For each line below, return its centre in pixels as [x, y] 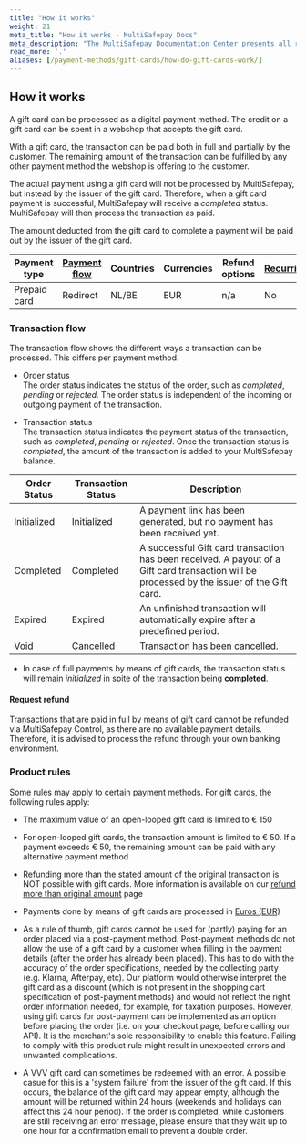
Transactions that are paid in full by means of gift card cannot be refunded [149, 719]
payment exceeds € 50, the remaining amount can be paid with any [149, 847]
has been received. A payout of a [210, 559]
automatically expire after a [198, 619]
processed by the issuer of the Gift [214, 582]
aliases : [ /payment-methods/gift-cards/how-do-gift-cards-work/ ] [136, 60]
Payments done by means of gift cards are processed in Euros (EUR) [151, 911]
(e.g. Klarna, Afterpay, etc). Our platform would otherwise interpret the [154, 977]
